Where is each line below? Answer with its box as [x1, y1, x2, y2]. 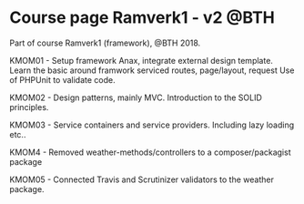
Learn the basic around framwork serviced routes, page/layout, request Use [9, 65, 295, 76]
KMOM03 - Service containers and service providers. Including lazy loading [9, 119, 295, 130]
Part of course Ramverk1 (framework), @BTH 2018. [9, 37, 201, 48]
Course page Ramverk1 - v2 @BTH [9, 7, 276, 28]
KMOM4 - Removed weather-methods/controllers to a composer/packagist [9, 147, 291, 158]
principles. [9, 101, 49, 112]
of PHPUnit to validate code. [9, 74, 116, 85]
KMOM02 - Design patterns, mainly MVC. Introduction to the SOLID [9, 92, 262, 103]
